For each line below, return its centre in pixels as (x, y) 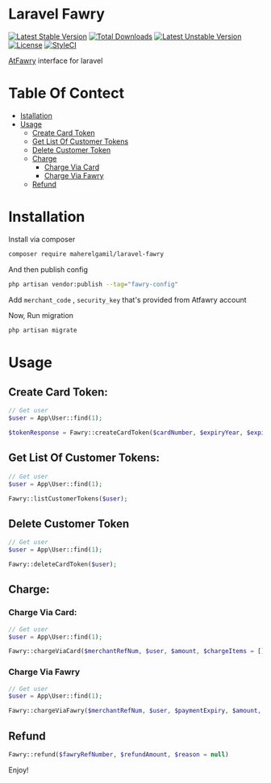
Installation (47, 217)
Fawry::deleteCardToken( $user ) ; (63, 565)
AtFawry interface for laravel (56, 61)
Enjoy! (19, 770)
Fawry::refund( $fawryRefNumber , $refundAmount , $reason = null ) (119, 754)
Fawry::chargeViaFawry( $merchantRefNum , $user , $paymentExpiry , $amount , (135, 711)
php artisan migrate (43, 330)
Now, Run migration (41, 315)
